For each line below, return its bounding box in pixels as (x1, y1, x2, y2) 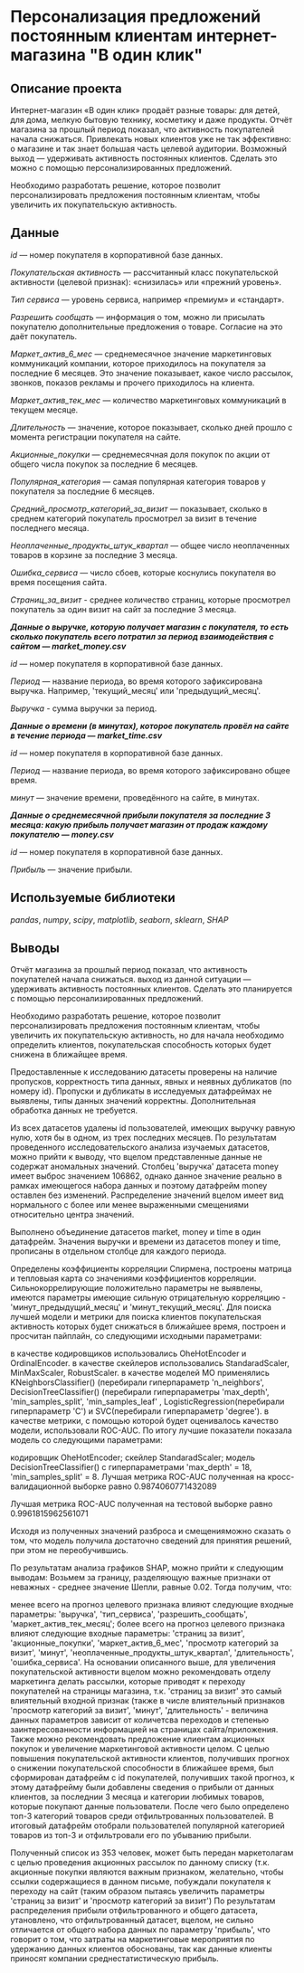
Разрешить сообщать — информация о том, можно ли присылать (10, 311, 266, 322)
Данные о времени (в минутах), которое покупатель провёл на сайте (10, 720, 290, 731)
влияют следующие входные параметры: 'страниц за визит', (10, 1628, 245, 1639)
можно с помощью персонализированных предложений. (10, 163, 233, 173)
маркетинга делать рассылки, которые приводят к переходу (10, 1676, 246, 1687)
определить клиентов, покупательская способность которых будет (10, 1039, 272, 1050)
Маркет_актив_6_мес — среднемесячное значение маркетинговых (10, 348, 272, 359)
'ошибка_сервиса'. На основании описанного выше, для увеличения (10, 1657, 276, 1668)
